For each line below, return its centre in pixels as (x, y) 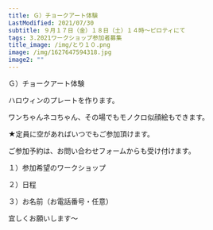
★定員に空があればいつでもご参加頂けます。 (81, 134)
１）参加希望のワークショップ (57, 167)
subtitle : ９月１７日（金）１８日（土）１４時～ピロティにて (97, 30)
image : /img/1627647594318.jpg (60, 52)
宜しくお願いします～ (43, 218)
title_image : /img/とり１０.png (60, 45)
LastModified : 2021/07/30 (51, 23)
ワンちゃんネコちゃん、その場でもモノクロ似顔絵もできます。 (108, 117)
